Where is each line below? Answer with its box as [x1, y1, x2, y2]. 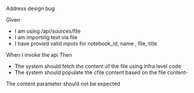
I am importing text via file [14, 34, 78, 40]
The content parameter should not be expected [6, 80, 120, 87]
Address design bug [6, 5, 55, 12]
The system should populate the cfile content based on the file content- [14, 69, 189, 75]
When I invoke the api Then [6, 51, 72, 58]
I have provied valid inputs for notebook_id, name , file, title [14, 40, 158, 47]
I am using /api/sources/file [14, 27, 81, 35]
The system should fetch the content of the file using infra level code [14, 63, 182, 70]
